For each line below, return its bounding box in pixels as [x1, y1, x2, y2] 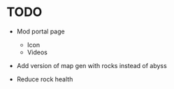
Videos [27, 48, 48, 56]
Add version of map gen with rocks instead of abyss [16, 61, 167, 70]
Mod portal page [16, 27, 65, 35]
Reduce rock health [16, 74, 73, 83]
